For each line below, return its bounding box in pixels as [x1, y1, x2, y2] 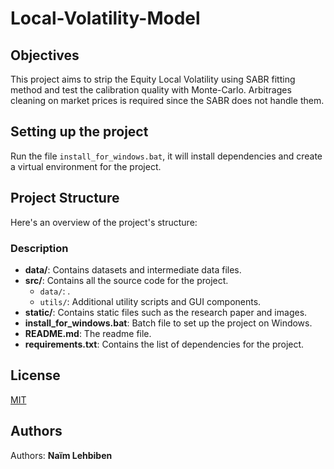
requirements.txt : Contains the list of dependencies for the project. [24, 338, 305, 350]
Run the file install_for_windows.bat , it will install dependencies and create [10, 150, 323, 162]
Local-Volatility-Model [10, 7, 201, 30]
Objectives [10, 47, 80, 64]
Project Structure [10, 190, 120, 207]
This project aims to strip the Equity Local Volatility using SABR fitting [10, 73, 296, 85]
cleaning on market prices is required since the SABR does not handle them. [10, 95, 325, 106]
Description [10, 241, 69, 255]
